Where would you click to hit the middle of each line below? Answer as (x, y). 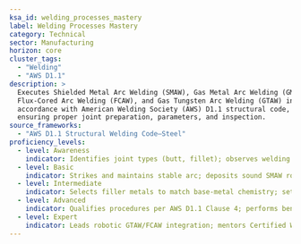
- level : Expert (47, 217)
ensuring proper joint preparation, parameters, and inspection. (142, 117)
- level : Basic (46, 167)
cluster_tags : (36, 59)
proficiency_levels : (48, 142)
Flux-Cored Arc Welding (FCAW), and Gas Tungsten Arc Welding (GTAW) (150, 101)
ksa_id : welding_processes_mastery (76, 17)
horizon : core (36, 51)
